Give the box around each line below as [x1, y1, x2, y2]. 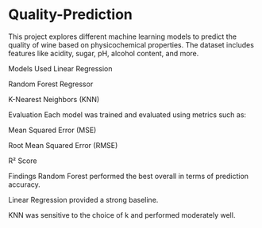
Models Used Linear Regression [8, 63, 113, 73]
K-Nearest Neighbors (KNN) [8, 94, 100, 104]
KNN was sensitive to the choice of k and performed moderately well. [8, 210, 236, 219]
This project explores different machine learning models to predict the [8, 32, 237, 41]
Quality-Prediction [8, 6, 133, 24]
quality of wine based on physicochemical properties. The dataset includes [8, 40, 254, 49]
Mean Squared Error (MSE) [8, 125, 97, 135]
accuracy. [8, 180, 41, 189]
